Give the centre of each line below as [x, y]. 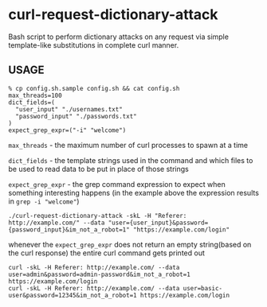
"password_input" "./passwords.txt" [76, 116]
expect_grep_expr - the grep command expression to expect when [117, 184]
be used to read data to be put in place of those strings [98, 169]
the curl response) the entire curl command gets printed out [107, 253]
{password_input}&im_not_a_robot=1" [69, 229]
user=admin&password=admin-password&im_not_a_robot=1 [100, 274]
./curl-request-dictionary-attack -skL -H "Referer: [98, 216]
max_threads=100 [35, 95]
